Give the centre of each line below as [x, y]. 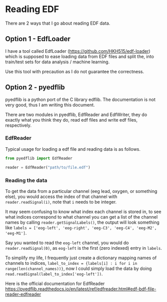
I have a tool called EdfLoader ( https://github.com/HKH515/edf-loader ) [78, 51]
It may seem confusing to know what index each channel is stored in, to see [83, 212]
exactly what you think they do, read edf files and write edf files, [71, 120]
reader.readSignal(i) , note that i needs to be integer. [61, 202]
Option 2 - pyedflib [35, 87]
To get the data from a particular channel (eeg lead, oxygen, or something [81, 191]
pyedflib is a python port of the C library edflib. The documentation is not [80, 99]
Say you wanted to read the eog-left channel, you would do [67, 243]
